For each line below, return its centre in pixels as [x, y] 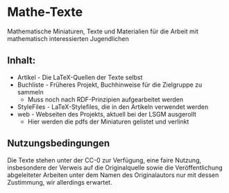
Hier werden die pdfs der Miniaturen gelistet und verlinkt [108, 121]
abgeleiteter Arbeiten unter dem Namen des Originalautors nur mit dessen [113, 175]
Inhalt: [22, 61]
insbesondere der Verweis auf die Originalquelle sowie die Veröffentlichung [115, 167]
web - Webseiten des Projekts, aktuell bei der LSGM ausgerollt [107, 114]
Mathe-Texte [45, 12]
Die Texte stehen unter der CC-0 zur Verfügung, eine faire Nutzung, [104, 160]
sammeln [30, 92]
